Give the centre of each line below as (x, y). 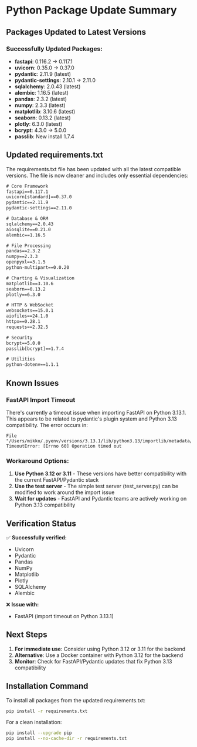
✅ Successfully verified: (37, 537)
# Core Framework (27, 186)
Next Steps (27, 635)
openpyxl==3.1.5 (26, 262)
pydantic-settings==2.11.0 (39, 208)
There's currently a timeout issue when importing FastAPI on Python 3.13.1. (96, 412)
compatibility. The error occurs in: (47, 425)
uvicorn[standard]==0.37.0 (39, 197)
